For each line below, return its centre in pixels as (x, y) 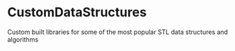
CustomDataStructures (77, 12)
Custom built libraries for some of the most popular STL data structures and (118, 32)
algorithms (23, 39)
